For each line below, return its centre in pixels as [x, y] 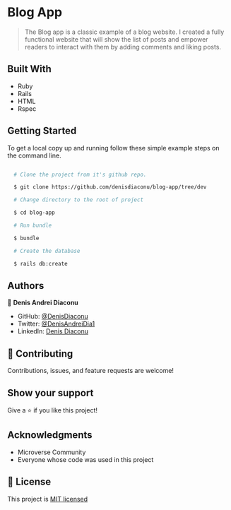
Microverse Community [52, 452]
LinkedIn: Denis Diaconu [53, 331]
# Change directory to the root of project [78, 200]
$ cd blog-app [34, 213]
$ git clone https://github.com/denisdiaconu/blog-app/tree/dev [110, 187]
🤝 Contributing [40, 354]
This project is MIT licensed [48, 499]
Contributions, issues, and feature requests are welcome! [91, 371]
